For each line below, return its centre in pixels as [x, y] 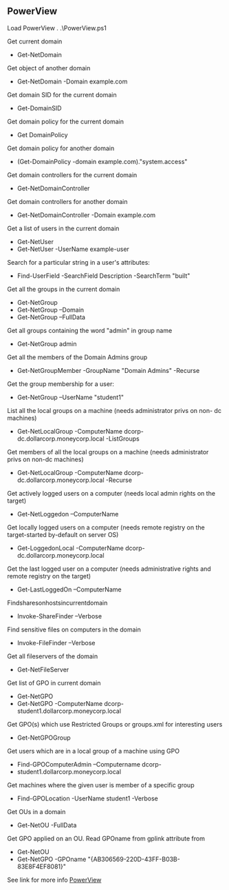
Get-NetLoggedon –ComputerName [68, 514]
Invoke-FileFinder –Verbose [56, 643]
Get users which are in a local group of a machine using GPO [94, 751]
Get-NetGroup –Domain [51, 310]
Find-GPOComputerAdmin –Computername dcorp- [89, 764]
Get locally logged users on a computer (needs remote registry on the [106, 527]
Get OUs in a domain [36, 811]
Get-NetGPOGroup [44, 738]
